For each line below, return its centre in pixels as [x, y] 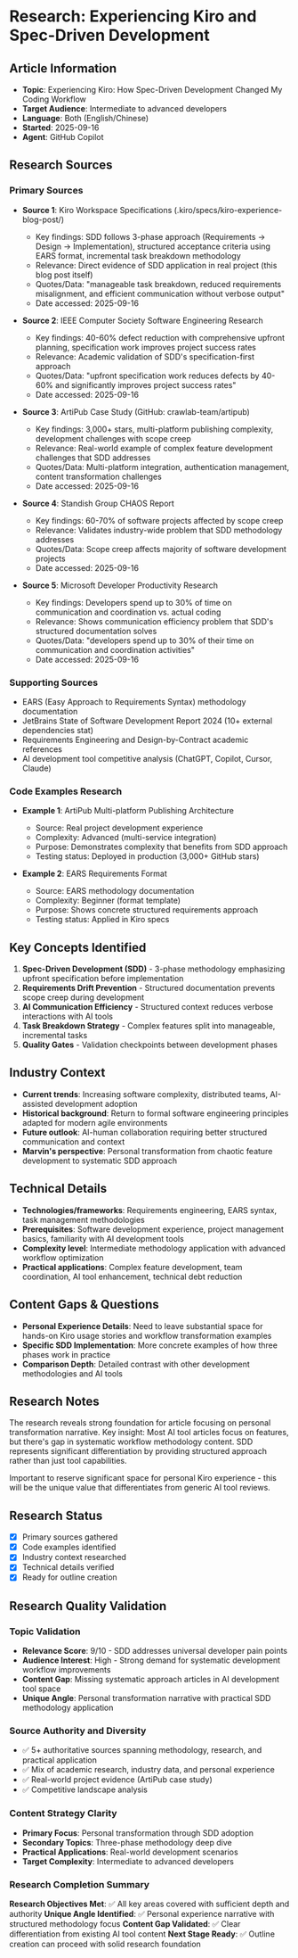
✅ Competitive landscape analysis [85, 1789]
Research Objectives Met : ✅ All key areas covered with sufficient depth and [149, 1904]
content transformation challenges [98, 476]
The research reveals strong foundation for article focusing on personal [140, 1423]
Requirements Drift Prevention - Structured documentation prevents [149, 988]
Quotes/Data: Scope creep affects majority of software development [161, 549]
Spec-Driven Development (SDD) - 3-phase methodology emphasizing [153, 969]
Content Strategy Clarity [63, 1813]
